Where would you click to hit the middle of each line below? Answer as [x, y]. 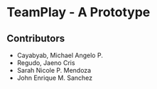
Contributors [36, 38]
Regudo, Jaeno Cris [46, 63]
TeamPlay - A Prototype [78, 12]
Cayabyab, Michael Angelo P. [60, 55]
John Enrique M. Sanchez [55, 78]
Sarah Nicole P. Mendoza [54, 70]
